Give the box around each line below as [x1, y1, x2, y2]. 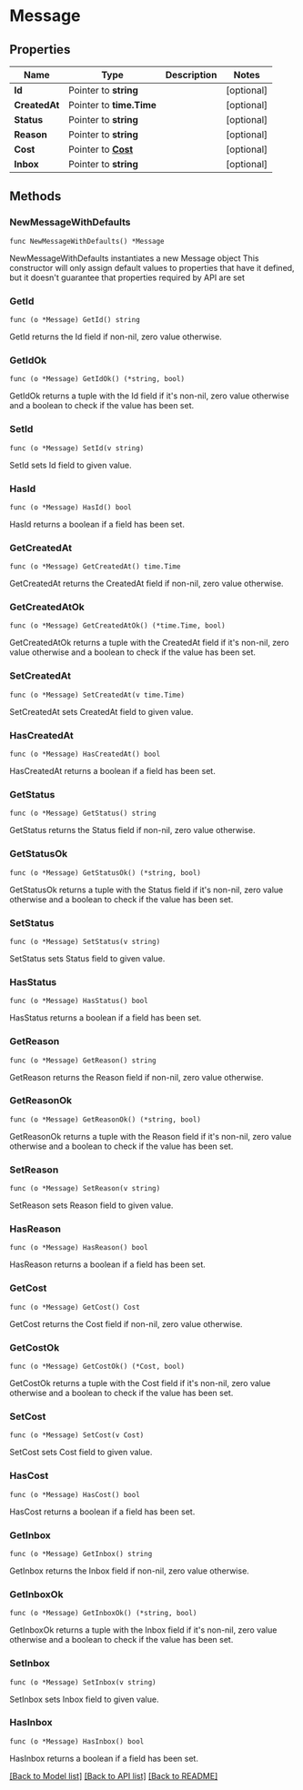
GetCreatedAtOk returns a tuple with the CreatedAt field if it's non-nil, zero [9, 638, 289, 649]
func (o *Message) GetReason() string [9, 1056, 157, 1065]
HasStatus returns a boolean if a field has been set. [9, 1012, 202, 1023]
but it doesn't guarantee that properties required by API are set [9, 272, 246, 283]
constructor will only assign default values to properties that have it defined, [9, 262, 295, 273]
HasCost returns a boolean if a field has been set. [9, 1506, 196, 1517]
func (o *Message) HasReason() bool [9, 1243, 148, 1252]
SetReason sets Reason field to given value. [9, 1200, 174, 1211]
